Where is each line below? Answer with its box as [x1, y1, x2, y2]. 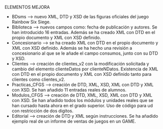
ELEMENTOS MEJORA [4, 4, 50, 10]
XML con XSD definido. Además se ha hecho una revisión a [11, 45, 133, 51]
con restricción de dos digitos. [11, 108, 74, 114]
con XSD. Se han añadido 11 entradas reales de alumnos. [11, 87, 127, 93]
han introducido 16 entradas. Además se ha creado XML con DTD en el [11, 30, 156, 35]
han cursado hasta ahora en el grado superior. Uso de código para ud [11, 103, 153, 108]
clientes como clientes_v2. [11, 76, 65, 82]
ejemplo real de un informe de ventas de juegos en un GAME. [11, 118, 136, 124]
